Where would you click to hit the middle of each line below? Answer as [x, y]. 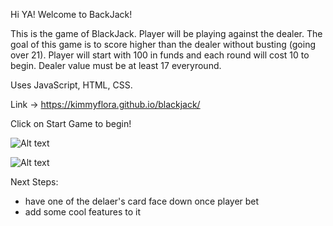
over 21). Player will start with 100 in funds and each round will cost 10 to [160, 55]
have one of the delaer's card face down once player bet [142, 201]
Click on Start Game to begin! [71, 123]
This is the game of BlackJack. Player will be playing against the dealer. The [166, 33]
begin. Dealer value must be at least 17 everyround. [116, 65]
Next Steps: [34, 182]
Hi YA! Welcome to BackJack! [71, 14]
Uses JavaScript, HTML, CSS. [71, 85]
